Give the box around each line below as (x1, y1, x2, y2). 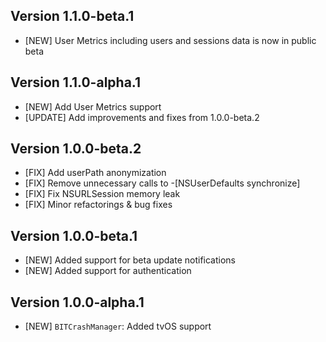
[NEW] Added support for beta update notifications (24, 254, 237, 266)
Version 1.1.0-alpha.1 (10, 74, 142, 91)
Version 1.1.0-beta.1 (10, 8, 135, 25)
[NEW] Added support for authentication (24, 265, 192, 277)
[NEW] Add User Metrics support (24, 100, 162, 113)
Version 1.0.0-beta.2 (10, 140, 142, 158)
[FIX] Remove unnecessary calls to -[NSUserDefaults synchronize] (24, 177, 301, 189)
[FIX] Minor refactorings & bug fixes (24, 199, 173, 211)
